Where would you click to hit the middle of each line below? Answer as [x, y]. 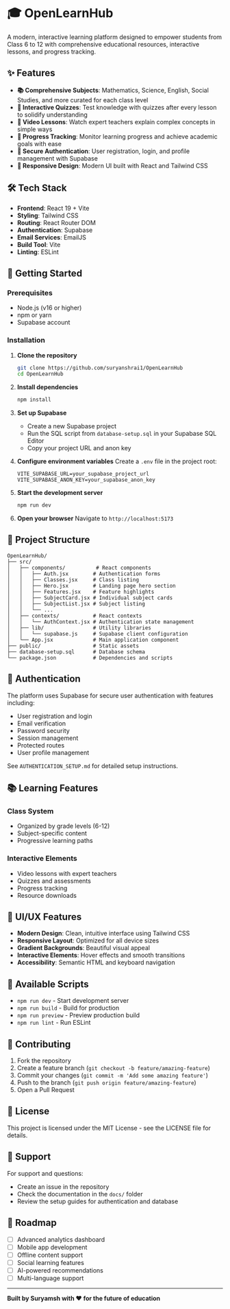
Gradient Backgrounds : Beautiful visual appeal [84, 948]
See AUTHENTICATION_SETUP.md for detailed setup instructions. [93, 765]
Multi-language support [50, 1278]
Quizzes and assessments [54, 881]
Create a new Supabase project [72, 426]
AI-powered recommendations [60, 1270]
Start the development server [60, 493]
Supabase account [43, 323]
